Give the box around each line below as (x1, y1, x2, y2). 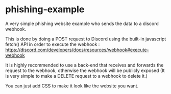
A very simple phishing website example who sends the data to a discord (5, 20, 159, 27)
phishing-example (5, 4, 85, 15)
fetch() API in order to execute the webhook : (5, 41, 100, 47)
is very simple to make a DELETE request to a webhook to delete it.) (5, 73, 148, 79)
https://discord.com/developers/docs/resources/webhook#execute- (5, 46, 149, 53)
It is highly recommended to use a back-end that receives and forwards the (5, 62, 164, 68)
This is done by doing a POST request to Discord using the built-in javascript (5, 36, 166, 42)
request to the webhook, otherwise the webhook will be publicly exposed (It (5, 67, 165, 74)
